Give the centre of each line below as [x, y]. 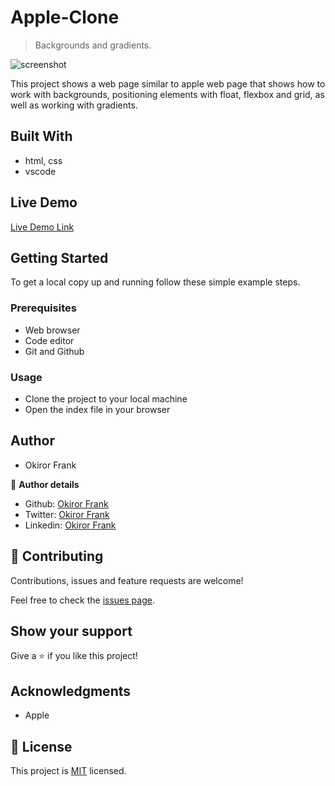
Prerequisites [43, 308]
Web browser [52, 330]
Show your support [71, 631]
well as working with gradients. [74, 105]
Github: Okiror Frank [66, 503]
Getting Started [59, 257]
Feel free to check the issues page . [82, 600]
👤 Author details [45, 484]
